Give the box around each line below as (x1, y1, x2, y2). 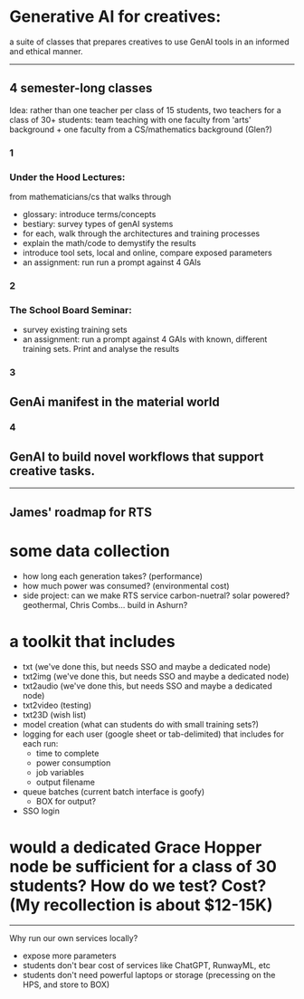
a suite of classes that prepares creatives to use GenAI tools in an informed (9, 36, 290, 47)
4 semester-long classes (9, 81, 153, 96)
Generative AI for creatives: (9, 6, 222, 27)
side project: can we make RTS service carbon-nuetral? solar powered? (22, 590, 290, 601)
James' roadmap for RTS (9, 504, 152, 519)
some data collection (9, 540, 170, 561)
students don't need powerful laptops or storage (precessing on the (22, 970, 276, 981)
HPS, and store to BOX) (22, 979, 110, 990)
